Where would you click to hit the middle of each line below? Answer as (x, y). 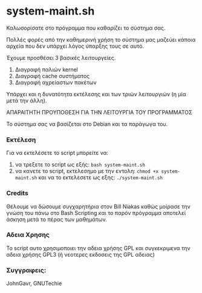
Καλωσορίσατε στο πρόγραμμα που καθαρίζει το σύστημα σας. (86, 28)
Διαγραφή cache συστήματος (52, 76)
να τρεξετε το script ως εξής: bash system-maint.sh (80, 165)
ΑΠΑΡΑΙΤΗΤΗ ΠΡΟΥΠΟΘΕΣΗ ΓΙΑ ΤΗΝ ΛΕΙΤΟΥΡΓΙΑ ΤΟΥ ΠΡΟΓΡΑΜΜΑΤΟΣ (99, 112)
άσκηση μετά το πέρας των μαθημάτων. (57, 219)
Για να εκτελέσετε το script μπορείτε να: (57, 153)
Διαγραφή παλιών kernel (47, 69)
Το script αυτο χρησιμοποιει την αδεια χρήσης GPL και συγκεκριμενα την (98, 248)
